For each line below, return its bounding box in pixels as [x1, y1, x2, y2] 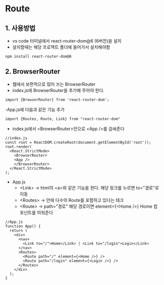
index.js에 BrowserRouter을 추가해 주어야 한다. [12, 87, 105, 93]
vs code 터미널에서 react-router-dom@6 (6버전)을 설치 [12, 38, 122, 44]
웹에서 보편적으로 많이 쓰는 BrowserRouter [12, 81, 96, 87]
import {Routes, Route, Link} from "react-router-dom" [5, 116, 121, 121]
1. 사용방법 [5, 24, 36, 32]
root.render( [5, 144, 32, 149]
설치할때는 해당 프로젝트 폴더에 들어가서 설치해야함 [12, 44, 110, 50]
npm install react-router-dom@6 [5, 54, 72, 59]
